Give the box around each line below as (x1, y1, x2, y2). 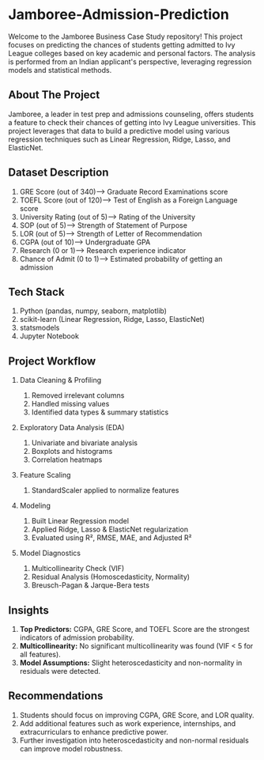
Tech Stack (8, 285, 65, 298)
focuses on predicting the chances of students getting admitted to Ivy (8, 40, 236, 49)
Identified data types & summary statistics (31, 407, 169, 417)
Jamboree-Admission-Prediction (8, 6, 229, 24)
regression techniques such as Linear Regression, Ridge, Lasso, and (8, 134, 231, 144)
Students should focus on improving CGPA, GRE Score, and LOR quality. (19, 710, 255, 720)
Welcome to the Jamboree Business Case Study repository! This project (8, 32, 243, 41)
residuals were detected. (19, 667, 101, 675)
